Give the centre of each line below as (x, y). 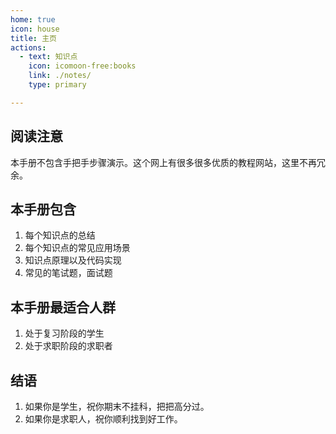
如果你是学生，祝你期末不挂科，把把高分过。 (117, 406)
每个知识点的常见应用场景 (77, 248)
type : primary (57, 85)
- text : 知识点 (48, 57)
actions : (28, 47)
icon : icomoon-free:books (82, 66)
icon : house (35, 29)
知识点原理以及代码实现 (73, 260)
